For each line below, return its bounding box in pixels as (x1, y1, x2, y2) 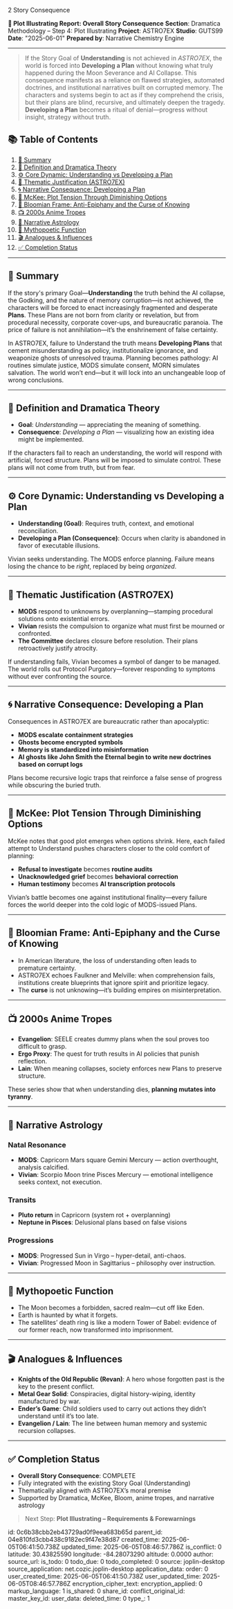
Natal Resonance (8, 1140, 66, 1149)
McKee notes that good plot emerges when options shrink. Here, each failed (8, 837, 225, 845)
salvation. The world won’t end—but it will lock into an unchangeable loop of (8, 368, 226, 376)
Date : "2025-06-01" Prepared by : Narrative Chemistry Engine (8, 34, 185, 42)
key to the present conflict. (17, 1382, 95, 1391)
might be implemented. (17, 435, 84, 444)
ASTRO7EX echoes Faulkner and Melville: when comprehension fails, (17, 971, 215, 980)
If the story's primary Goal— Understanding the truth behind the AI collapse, (8, 288, 225, 297)
